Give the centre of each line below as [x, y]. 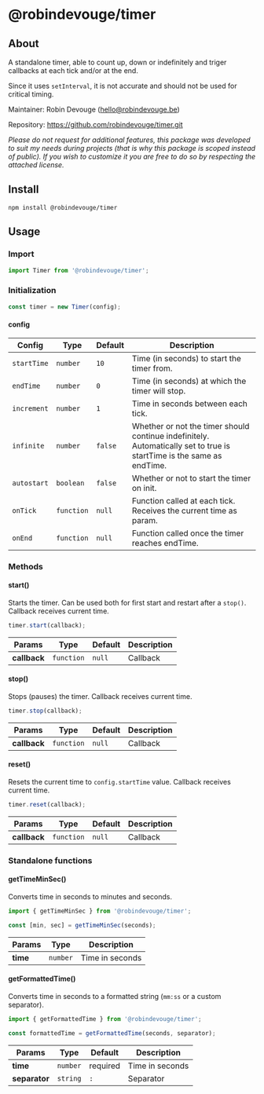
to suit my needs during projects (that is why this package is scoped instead [132, 148]
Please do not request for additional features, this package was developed [129, 140]
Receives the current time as [184, 510]
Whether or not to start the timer [191, 478]
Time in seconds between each [189, 404]
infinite [28, 446]
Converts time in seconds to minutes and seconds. [90, 897]
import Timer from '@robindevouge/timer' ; [79, 270]
